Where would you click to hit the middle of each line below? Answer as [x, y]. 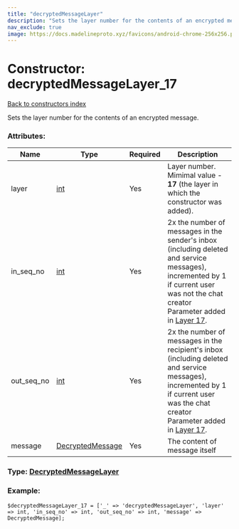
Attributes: [27, 136]
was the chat [189, 403]
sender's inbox [192, 241]
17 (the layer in [193, 184]
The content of [192, 441]
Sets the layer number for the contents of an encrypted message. [103, 117]
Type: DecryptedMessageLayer [63, 472]
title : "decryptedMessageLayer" [55, 14]
